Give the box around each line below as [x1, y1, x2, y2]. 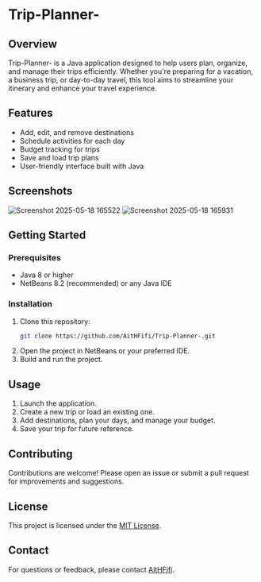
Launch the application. [19, 399, 97, 408]
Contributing [8, 447, 73, 461]
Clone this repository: [19, 316, 90, 326]
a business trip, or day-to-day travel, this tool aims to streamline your [8, 75, 234, 84]
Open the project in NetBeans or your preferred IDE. [19, 346, 190, 356]
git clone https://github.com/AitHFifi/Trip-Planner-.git [19, 332, 216, 340]
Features [8, 106, 53, 120]
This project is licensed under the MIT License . [8, 520, 162, 530]
